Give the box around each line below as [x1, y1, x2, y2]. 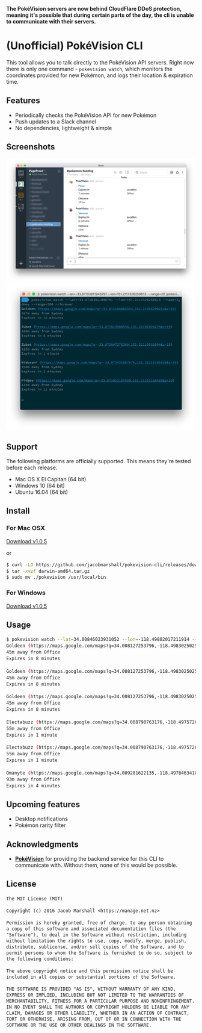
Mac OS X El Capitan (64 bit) [14, 475, 87, 482]
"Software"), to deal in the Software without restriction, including [6, 932, 187, 938]
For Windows [6, 588, 46, 597]
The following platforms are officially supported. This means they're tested [6, 457, 191, 464]
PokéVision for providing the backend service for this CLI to [14, 855, 164, 862]
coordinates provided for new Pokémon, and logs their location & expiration [6, 72, 194, 79]
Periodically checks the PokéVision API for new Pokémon [14, 111, 157, 119]
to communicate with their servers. [6, 18, 96, 25]
